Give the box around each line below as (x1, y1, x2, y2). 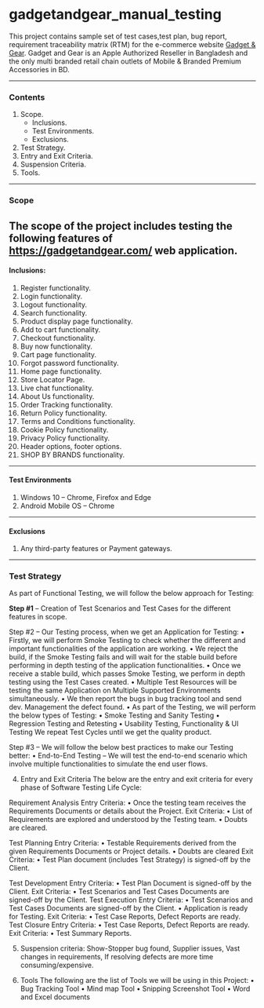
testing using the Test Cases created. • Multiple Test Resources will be (9, 677, 237, 687)
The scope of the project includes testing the (9, 219, 233, 232)
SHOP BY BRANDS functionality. (20, 450, 125, 459)
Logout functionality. (20, 300, 88, 309)
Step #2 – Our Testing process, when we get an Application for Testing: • (9, 627, 245, 637)
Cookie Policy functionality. (20, 425, 109, 434)
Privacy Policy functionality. (20, 433, 110, 443)
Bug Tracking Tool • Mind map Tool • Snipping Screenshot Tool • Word (20, 984, 251, 994)
